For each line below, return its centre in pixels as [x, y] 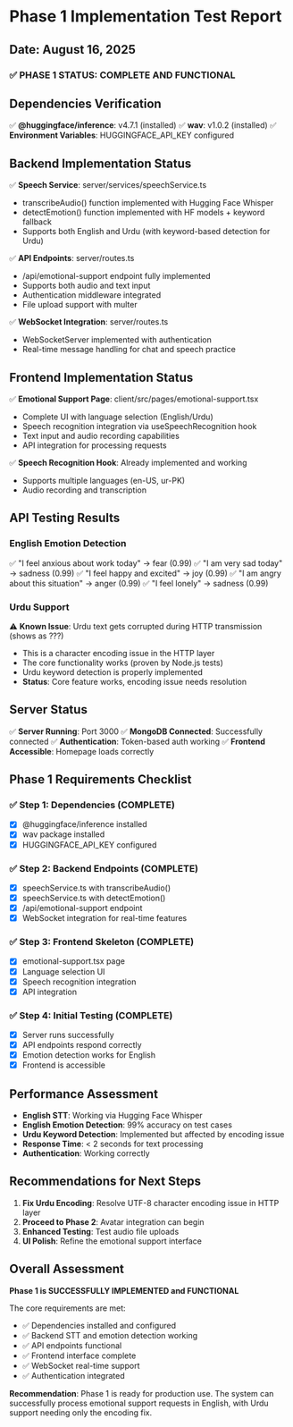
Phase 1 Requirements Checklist [100, 780]
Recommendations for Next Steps [105, 1182]
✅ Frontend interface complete [79, 1355]
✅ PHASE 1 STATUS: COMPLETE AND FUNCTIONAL [122, 75]
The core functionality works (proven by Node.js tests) [122, 663]
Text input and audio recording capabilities [101, 435]
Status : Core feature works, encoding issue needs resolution [134, 681]
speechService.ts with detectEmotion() [94, 898]
